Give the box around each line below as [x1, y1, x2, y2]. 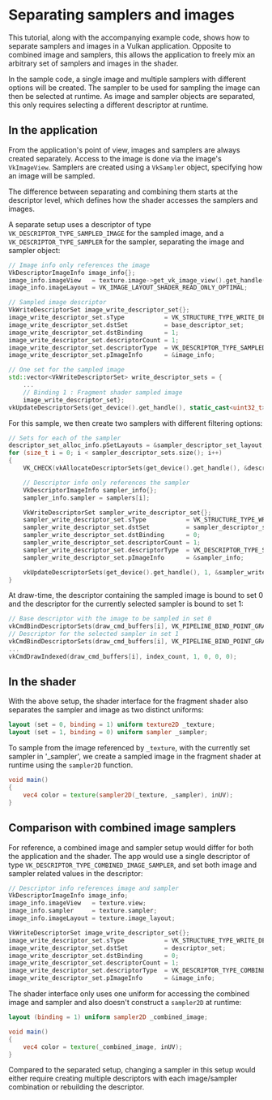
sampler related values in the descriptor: [8, 868, 143, 878]
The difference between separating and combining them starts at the [8, 187, 239, 196]
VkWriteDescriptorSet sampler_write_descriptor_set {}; [23, 509, 212, 517]
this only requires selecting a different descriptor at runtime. [8, 100, 209, 110]
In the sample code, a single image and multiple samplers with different [8, 74, 247, 84]
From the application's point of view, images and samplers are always [8, 144, 240, 155]
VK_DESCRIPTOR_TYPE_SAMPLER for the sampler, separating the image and [8, 237, 244, 247]
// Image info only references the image [8, 261, 151, 269]
